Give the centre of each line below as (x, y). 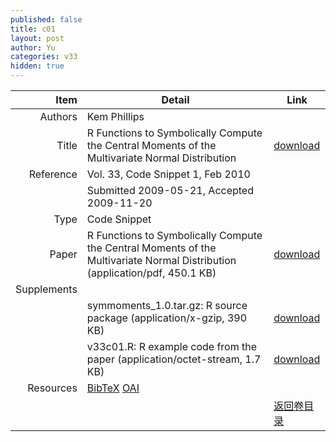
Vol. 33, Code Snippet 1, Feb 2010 (168, 174)
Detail (175, 99)
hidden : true (37, 66)
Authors (58, 116)
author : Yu (33, 47)
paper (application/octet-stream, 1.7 (174, 359)
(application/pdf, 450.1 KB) (151, 273)
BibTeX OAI (113, 388)
